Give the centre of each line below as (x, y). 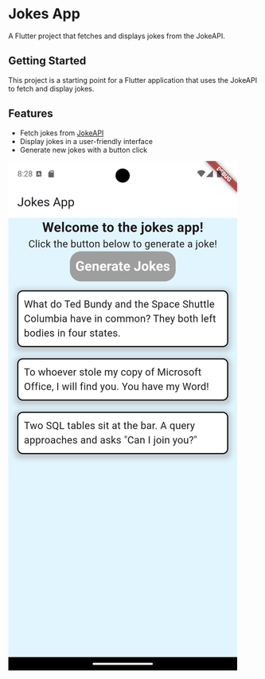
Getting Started (47, 61)
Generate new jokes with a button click (84, 150)
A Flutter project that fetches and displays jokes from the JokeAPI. (117, 36)
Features (31, 113)
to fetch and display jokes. (51, 88)
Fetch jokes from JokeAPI (62, 133)
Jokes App (45, 14)
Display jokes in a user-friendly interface (86, 141)
